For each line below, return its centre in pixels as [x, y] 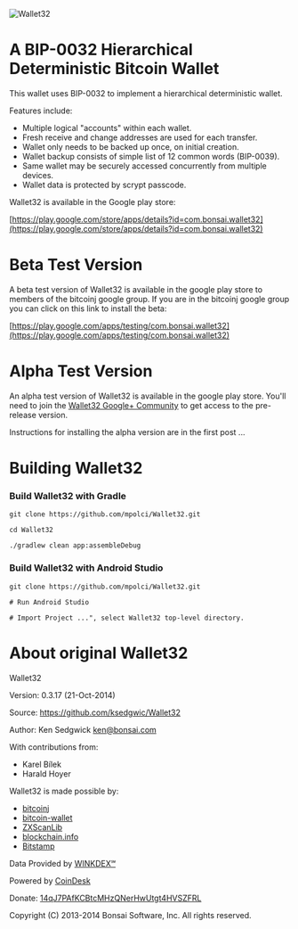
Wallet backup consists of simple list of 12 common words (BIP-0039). [151, 156]
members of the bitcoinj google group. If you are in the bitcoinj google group [149, 299]
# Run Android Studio [49, 602]
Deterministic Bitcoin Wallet [114, 69]
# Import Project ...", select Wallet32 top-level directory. [127, 618]
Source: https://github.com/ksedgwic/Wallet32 [95, 712]
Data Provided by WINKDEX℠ [63, 863]
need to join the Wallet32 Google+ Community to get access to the [131, 405]
